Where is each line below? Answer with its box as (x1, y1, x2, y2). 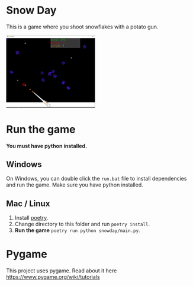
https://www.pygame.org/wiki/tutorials (6, 274, 100, 281)
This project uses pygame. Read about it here (6, 267, 117, 274)
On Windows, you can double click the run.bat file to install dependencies (6, 175, 187, 182)
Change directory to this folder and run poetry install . (14, 220, 150, 228)
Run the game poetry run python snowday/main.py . (14, 227, 140, 234)
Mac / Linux (6, 198, 50, 208)
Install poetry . (14, 214, 49, 221)
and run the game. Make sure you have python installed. (6, 181, 143, 188)
